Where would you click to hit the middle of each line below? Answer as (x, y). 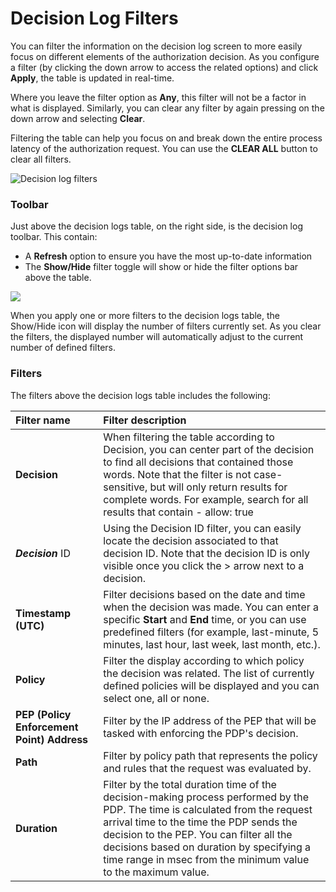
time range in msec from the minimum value (206, 859)
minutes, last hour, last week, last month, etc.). (212, 644)
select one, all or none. (156, 698)
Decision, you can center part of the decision (209, 449)
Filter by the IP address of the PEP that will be (210, 720)
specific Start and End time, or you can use (205, 619)
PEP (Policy (43, 714)
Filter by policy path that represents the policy (210, 755)
